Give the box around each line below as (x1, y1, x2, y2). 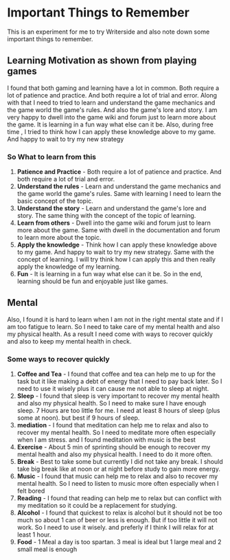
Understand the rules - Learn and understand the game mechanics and (16, 182, 221, 190)
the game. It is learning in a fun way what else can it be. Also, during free (7, 120, 214, 128)
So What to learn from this (7, 152, 96, 161)
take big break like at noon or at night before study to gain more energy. (16, 465, 221, 473)
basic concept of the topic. (16, 197, 94, 205)
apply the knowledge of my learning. (16, 262, 122, 271)
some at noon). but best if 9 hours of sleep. (16, 414, 140, 422)
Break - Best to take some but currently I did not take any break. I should (16, 458, 223, 466)
